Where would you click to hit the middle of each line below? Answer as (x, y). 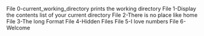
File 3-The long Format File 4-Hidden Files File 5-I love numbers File (93, 21)
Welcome (18, 28)
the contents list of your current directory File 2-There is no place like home (102, 15)
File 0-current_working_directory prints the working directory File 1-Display (101, 9)
